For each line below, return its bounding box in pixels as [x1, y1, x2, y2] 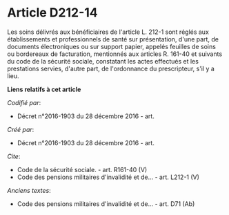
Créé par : [7, 125, 34, 133]
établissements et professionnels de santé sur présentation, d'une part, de [7, 35, 219, 43]
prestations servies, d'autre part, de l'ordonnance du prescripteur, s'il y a [7, 64, 215, 73]
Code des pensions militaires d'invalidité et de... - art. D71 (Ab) [17, 199, 195, 208]
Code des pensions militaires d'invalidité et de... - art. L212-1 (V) [17, 173, 200, 181]
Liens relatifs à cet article [7, 85, 81, 93]
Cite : [7, 152, 21, 160]
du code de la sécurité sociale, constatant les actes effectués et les [7, 57, 199, 65]
